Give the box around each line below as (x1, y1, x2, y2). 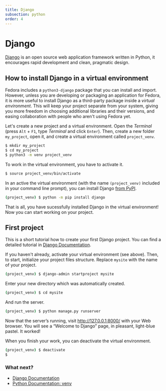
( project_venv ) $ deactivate (5, 347, 65, 352)
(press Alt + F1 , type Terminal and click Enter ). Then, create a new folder (5, 129, 155, 134)
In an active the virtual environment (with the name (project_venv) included (5, 180, 160, 186)
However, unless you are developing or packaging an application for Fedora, (5, 92, 161, 98)
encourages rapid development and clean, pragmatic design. (5, 60, 130, 65)
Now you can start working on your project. (5, 209, 94, 215)
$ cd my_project (5, 148, 39, 153)
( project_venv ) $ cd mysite (5, 290, 63, 295)
